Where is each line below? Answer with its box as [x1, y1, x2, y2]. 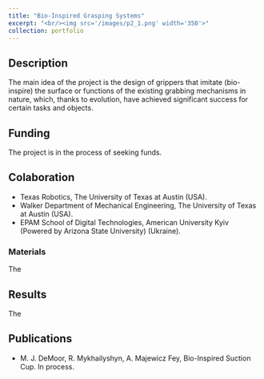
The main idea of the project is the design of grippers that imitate [8, 78, 222, 87]
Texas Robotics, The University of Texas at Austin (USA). [19, 192, 208, 201]
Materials [8, 246, 46, 257]
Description [8, 56, 68, 70]
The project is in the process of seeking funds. [8, 147, 162, 157]
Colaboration [8, 171, 75, 184]
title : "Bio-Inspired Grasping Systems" [8, 11, 146, 20]
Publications [8, 332, 73, 345]
